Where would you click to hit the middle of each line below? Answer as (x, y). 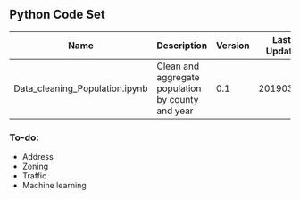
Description (182, 46)
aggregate (178, 77)
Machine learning (54, 186)
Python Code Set (57, 15)
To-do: (25, 137)
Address (37, 157)
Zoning (35, 166)
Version (233, 46)
